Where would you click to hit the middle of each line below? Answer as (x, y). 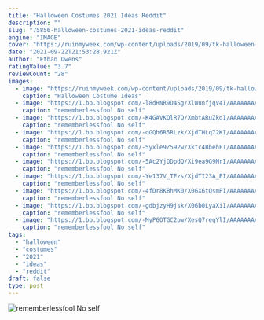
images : (21, 81)
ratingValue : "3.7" (40, 67)
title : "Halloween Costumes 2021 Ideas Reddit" (88, 15)
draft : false (29, 279)
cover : (19, 45)
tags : (17, 235)
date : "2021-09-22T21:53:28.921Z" (65, 52)
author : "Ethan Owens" (45, 60)
